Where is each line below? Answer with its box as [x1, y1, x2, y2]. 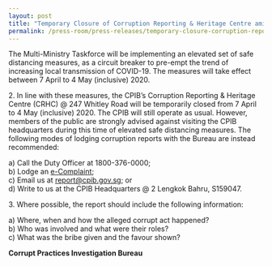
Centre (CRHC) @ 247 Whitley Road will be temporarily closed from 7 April [8, 99, 257, 109]
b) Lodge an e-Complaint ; [8, 167, 95, 177]
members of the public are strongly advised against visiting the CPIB [8, 117, 237, 127]
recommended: [8, 143, 59, 152]
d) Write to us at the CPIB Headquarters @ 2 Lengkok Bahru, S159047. [8, 184, 243, 194]
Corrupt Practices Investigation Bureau [8, 248, 143, 258]
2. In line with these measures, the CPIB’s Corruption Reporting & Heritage [8, 91, 256, 101]
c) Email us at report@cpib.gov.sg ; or [8, 175, 133, 185]
